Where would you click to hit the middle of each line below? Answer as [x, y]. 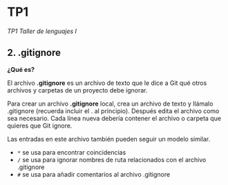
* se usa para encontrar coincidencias [72, 152]
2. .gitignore [34, 53]
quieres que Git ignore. [40, 126]
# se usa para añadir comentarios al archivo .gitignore [94, 174]
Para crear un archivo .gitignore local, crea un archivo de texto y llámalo [110, 104]
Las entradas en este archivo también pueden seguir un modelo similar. [109, 139]
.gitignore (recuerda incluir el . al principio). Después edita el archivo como [113, 110]
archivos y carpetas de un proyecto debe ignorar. [77, 90]
